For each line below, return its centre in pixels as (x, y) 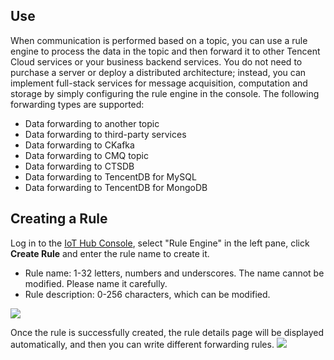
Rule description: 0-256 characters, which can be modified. (147, 294)
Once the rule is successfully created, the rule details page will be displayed (167, 332)
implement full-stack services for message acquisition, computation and (159, 83)
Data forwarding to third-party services (105, 134)
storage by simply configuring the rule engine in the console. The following (165, 93)
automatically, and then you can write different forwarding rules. (142, 344)
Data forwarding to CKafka (79, 145)
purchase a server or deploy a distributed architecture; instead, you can (158, 72)
